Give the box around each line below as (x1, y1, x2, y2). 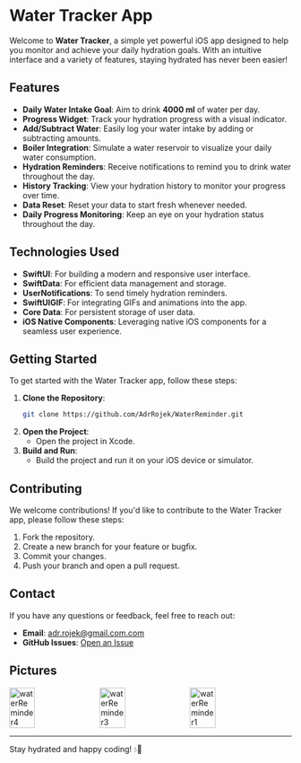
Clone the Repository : (21, 392, 106, 404)
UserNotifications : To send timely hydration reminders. (21, 287, 228, 298)
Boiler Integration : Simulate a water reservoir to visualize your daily (21, 142, 272, 153)
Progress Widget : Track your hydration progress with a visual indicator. (21, 113, 288, 124)
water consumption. (21, 152, 97, 162)
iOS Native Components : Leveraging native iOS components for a (21, 316, 267, 327)
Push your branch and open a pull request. (21, 560, 180, 571)
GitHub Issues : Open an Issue (21, 636, 134, 647)
